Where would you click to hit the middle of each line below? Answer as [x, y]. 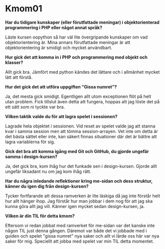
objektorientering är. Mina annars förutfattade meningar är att [68, 42]
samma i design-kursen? [31, 157]
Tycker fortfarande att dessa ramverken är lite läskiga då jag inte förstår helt [82, 196]
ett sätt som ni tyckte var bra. [35, 107]
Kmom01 [24, 9]
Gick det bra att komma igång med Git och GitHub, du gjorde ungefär [77, 151]
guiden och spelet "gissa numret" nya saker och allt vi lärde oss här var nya [82, 236]
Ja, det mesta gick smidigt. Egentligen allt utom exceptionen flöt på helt [78, 96]
